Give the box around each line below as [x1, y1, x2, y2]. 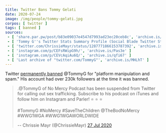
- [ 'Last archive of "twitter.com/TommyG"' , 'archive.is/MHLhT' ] [7, 57, 149, 62]
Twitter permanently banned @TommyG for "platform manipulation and [5, 71, 150, 77]
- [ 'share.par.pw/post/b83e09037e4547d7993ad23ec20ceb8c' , [7, 35, 134, 40]
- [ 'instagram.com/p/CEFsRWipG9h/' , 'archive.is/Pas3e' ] [7, 48, 132, 53]
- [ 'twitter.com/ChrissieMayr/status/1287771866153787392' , [7, 44, 136, 49]
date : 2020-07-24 [5, 12, 41, 17]
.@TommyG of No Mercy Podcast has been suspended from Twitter [17, 85, 156, 91]
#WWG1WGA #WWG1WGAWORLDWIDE [17, 113, 99, 119]
